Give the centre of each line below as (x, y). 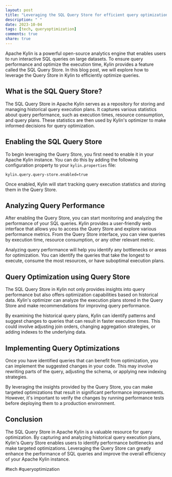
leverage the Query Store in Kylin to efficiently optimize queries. (73, 75)
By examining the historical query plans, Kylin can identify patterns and (80, 316)
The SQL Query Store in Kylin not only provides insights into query (75, 289)
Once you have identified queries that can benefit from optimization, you (82, 360)
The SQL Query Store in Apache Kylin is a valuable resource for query (79, 432)
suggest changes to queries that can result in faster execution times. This (83, 321)
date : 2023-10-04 (24, 24)
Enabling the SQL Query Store (54, 142)
